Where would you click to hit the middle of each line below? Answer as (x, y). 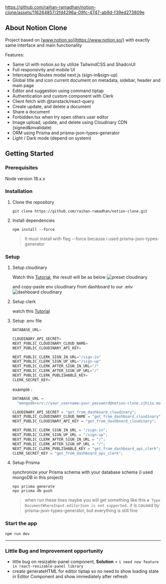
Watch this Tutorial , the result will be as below (59, 277)
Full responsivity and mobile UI (44, 69)
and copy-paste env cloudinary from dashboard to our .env (73, 287)
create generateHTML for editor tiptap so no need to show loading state (85, 571)
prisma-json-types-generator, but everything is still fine (81, 511)
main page (23, 85)
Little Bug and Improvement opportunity (54, 551)
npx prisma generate (33, 487)
